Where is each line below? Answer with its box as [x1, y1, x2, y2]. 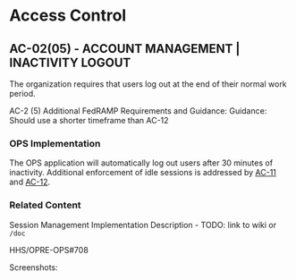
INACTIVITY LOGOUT [9, 55, 131, 70]
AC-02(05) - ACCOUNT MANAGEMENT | [9, 41, 241, 56]
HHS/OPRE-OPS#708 [9, 244, 89, 255]
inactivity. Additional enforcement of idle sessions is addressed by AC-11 [9, 167, 277, 178]
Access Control [9, 5, 127, 26]
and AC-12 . [9, 176, 51, 188]
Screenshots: [9, 261, 58, 273]
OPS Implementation [9, 137, 101, 149]
